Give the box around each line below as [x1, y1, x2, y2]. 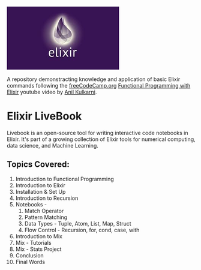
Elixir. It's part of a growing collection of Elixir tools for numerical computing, [7, 136, 196, 143]
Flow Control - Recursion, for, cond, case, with [24, 226, 140, 233]
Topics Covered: [7, 160, 70, 170]
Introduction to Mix [15, 232, 62, 240]
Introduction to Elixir [15, 181, 65, 189]
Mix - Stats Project [15, 245, 62, 253]
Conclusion [15, 251, 44, 259]
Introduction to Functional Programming [15, 175, 115, 182]
